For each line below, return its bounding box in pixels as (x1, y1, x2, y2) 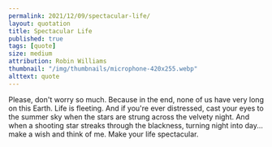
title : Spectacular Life (8, 27, 93, 35)
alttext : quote (8, 72, 60, 80)
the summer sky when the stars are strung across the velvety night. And (8, 111, 250, 122)
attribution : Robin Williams (8, 58, 107, 66)
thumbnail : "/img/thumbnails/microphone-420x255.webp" (8, 65, 198, 73)
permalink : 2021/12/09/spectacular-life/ (8, 11, 151, 20)
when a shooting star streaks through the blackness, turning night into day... (8, 120, 264, 130)
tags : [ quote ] (8, 42, 57, 50)
